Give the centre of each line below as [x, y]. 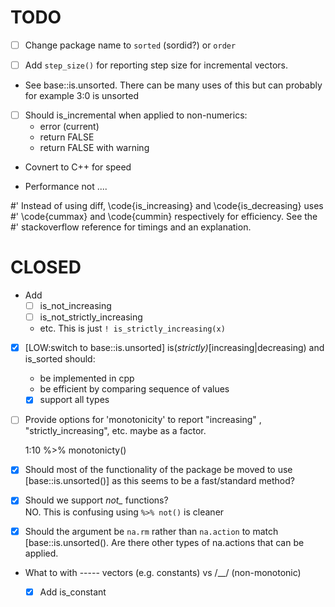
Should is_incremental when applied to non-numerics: [136, 115]
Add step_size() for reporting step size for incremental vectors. [156, 65]
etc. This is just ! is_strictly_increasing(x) [132, 328]
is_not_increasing [75, 306]
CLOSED [46, 267]
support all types [74, 400]
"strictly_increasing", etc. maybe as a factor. [115, 431]
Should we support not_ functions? [96, 500]
